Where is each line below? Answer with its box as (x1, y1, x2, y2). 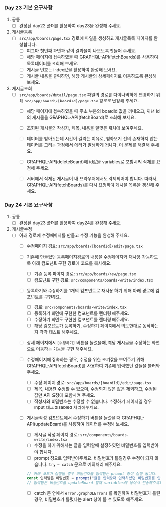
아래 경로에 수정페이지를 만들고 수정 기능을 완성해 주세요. (19, 232, 129, 238)
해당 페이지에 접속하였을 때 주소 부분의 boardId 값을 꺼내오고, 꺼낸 (26, 108, 155, 114)
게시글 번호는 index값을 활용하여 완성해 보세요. (26, 66, 117, 73)
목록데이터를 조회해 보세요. (26, 60, 79, 66)
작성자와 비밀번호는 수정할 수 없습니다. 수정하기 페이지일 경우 (34, 398, 152, 404)
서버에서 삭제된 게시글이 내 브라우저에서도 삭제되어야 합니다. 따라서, (26, 175, 158, 181)
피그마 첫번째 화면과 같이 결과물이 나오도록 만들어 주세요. (26, 48, 137, 54)
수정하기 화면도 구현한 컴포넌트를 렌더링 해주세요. (34, 316, 130, 322)
